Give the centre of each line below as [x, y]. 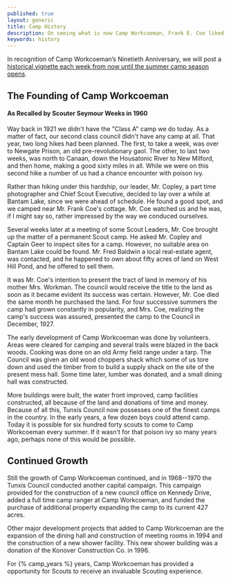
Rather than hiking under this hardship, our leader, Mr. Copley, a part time [112, 186]
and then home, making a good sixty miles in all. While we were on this [108, 165]
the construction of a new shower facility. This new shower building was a [112, 542]
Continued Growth [48, 461]
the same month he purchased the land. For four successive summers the [112, 302]
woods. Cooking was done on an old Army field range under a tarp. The [109, 352]
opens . [17, 74]
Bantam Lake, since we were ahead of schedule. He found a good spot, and [115, 201]
